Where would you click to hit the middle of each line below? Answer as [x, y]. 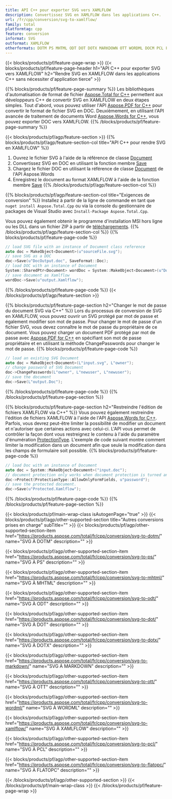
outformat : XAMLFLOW [27, 44]
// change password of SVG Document [44, 368]
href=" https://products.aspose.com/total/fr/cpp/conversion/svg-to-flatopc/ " [86, 765]
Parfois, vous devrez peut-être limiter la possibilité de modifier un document [85, 423]
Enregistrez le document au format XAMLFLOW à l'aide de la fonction [86, 179]
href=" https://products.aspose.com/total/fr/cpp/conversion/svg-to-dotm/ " [84, 536]
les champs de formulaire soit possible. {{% [51, 450]
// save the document [28, 377]
